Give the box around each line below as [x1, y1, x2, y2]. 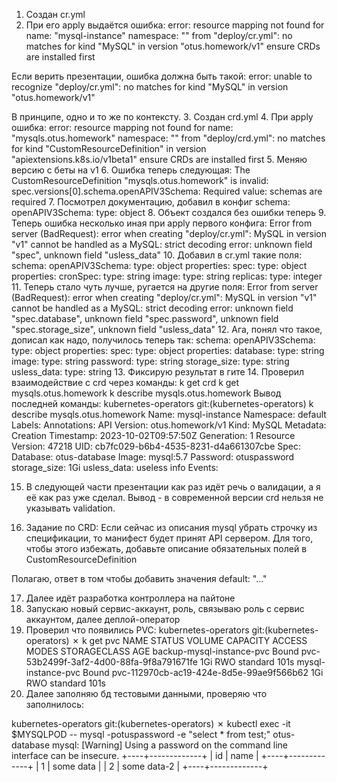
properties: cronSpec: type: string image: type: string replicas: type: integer [11, 270, 323, 282]
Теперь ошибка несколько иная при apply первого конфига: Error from [11, 217, 313, 229]
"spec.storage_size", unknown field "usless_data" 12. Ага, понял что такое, [11, 324, 323, 335]
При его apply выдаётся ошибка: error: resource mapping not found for [25, 19, 325, 31]
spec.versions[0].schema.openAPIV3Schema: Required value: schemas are [11, 185, 323, 197]
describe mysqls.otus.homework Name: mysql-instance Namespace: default [11, 409, 327, 420]
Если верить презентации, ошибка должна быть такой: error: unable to [11, 70, 313, 82]
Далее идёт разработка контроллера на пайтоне [25, 592, 236, 604]
